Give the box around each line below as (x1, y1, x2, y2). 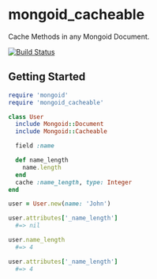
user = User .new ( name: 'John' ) (8, 200, 111, 208)
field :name (15, 142, 55, 150)
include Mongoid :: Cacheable (15, 128, 108, 136)
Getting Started (8, 70, 86, 84)
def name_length (15, 156, 69, 164)
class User (8, 113, 44, 120)
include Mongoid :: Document (15, 120, 104, 128)
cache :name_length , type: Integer (15, 178, 133, 186)
